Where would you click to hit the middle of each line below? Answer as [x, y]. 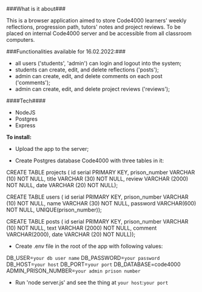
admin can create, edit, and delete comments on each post [89, 76]
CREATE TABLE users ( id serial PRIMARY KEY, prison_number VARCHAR [98, 197]
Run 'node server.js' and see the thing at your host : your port [92, 282]
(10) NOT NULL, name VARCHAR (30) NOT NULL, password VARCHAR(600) [101, 203]
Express [25, 125]
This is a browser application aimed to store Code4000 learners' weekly [96, 20]
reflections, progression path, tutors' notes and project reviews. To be [93, 27]
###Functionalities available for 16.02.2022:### [66, 51]
